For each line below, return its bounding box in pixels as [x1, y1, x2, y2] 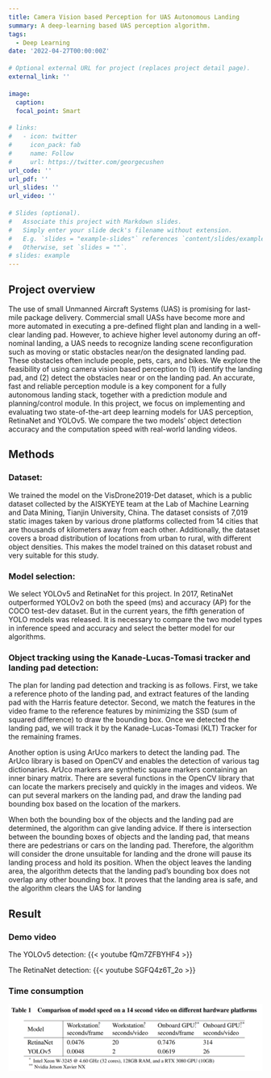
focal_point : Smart [15, 107, 81, 115]
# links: [8, 124, 38, 133]
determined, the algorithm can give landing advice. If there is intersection [8, 823, 252, 833]
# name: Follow [8, 149, 74, 158]
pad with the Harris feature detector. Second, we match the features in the [8, 697, 256, 707]
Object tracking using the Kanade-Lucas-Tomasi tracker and [8, 651, 251, 663]
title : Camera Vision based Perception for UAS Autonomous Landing [8, 13, 240, 21]
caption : [15, 98, 45, 107]
